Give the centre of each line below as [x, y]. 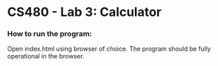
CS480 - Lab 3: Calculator [85, 12]
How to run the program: [50, 34]
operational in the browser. [46, 56]
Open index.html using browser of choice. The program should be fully [109, 49]
